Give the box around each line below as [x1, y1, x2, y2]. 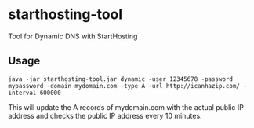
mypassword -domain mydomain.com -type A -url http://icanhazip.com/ [8, 82, 241, 90]
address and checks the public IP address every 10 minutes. [8, 111, 202, 120]
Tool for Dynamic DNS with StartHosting [8, 31, 138, 41]
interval [8, 89, 37, 97]
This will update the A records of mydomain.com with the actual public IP [8, 102, 245, 112]
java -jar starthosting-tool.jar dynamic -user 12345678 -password [8, 75, 234, 83]
